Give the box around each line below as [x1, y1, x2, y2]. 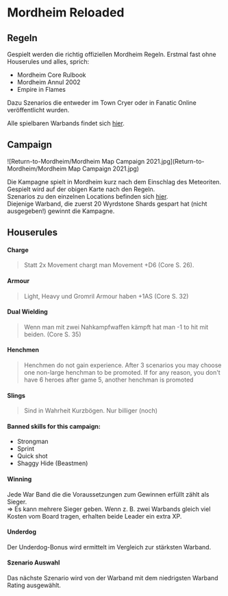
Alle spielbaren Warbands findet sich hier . [7, 119, 125, 127]
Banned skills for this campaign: [7, 422, 101, 430]
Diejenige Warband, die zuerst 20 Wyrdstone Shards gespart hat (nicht [7, 199, 207, 208]
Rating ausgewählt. [7, 581, 62, 590]
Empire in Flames [16, 86, 66, 93]
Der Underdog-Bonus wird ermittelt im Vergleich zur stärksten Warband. [7, 543, 212, 551]
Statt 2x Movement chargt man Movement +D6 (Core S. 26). [23, 261, 194, 269]
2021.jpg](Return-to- [146, 157, 205, 165]
